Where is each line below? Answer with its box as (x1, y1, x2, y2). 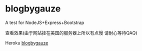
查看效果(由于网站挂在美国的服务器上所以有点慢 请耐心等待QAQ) (5, 29, 137, 35)
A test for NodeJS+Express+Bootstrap (5, 19, 84, 25)
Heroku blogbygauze (5, 39, 48, 45)
